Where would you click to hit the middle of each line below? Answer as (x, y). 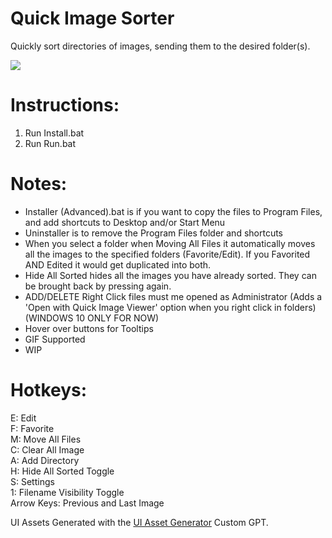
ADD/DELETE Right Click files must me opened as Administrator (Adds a (173, 296)
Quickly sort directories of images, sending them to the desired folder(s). (160, 46)
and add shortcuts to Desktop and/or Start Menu (125, 222)
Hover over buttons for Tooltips (89, 328)
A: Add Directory (45, 460)
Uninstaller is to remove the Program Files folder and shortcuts (154, 233)
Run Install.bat (54, 133)
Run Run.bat (50, 143)
